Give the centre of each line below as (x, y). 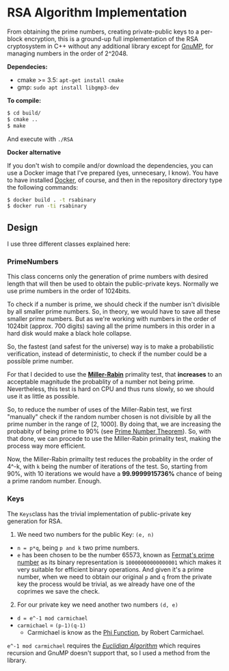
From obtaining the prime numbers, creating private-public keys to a (103, 31)
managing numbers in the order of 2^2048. (68, 53)
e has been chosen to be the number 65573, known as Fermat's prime (116, 555)
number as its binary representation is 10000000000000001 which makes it (119, 562)
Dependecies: (27, 66)
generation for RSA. (35, 521)
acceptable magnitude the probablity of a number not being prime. (101, 382)
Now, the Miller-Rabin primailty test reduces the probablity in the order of (110, 459)
